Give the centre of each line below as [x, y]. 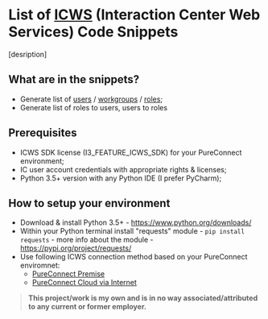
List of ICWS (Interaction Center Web [134, 15]
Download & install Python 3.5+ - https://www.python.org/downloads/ [136, 222]
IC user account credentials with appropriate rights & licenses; [123, 169]
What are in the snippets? [74, 79]
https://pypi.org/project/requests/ [76, 248]
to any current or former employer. [87, 307]
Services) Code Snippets [93, 32]
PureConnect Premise [68, 274]
